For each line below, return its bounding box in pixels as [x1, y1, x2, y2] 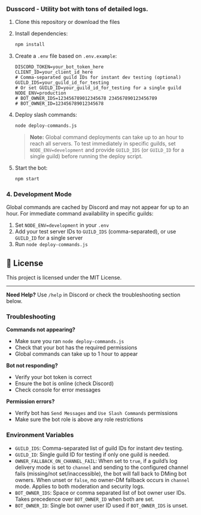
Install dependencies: [14, 30, 68, 37]
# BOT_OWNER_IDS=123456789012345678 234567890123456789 [14, 95, 157, 102]
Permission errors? [6, 398, 55, 405]
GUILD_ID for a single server [14, 234, 83, 241]
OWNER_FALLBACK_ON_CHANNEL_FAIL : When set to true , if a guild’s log [14, 457, 178, 464]
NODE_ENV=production [14, 90, 66, 96]
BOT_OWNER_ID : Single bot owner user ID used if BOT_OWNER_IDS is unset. [14, 502, 188, 509]
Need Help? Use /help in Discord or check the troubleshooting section [6, 291, 181, 298]
